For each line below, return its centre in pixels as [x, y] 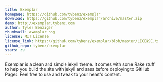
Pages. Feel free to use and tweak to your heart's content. [63, 74]
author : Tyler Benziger [29, 28]
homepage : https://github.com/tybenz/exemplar [53, 14]
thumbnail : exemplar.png [30, 32]
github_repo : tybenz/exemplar [36, 46]
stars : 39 [15, 50]
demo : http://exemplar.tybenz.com [40, 23]
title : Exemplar [21, 9]
